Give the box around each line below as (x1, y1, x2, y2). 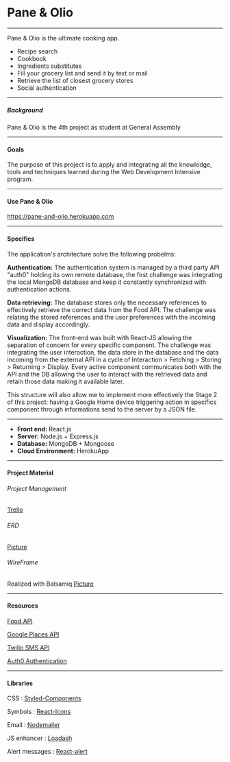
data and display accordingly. (7, 320, 90, 329)
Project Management (7, 484, 67, 492)
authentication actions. (7, 285, 72, 293)
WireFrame (7, 558, 39, 567)
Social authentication (16, 84, 77, 92)
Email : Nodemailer (7, 721, 60, 729)
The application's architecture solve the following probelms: (7, 250, 176, 258)
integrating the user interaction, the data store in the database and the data (7, 348, 219, 356)
